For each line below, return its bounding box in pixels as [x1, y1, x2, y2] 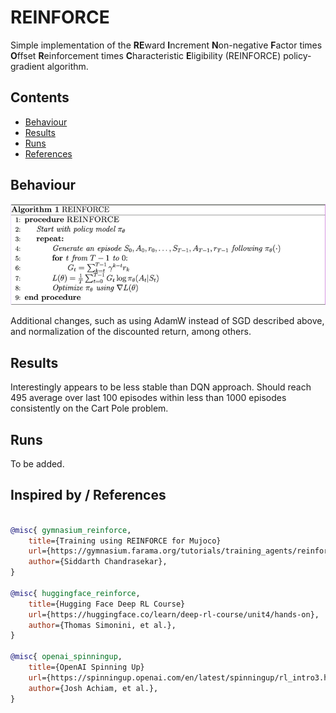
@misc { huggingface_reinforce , [10, 588, 141, 598]
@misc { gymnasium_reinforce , [10, 525, 132, 535]
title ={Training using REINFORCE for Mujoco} [28, 536, 222, 546]
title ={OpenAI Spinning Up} [28, 662, 145, 673]
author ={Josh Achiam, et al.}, [28, 683, 159, 693]
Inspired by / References [10, 487, 167, 504]
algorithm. [46, 60, 89, 72]
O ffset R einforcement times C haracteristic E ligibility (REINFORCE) [10, 49, 282, 61]
